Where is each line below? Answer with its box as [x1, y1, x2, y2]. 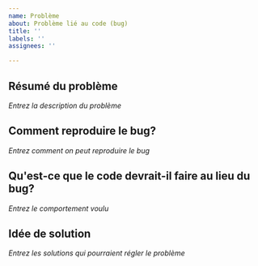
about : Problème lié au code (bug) [8, 19, 129, 28]
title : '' [8, 27, 42, 35]
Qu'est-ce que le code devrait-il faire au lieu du [8, 169, 251, 183]
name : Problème [8, 11, 60, 20]
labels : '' [8, 34, 45, 43]
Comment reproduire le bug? [8, 124, 156, 138]
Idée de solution [8, 226, 91, 240]
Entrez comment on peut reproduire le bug [8, 145, 150, 155]
